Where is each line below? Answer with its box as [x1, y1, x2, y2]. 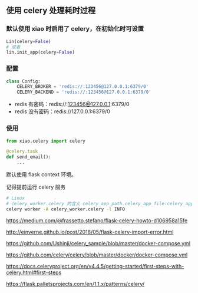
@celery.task [6, 149, 38, 154]
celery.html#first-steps [6, 269, 62, 276]
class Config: [6, 78, 41, 84]
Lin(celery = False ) [6, 38, 51, 44]
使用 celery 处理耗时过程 [6, 5, 96, 16]
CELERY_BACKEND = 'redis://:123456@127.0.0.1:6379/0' [16, 89, 151, 96]
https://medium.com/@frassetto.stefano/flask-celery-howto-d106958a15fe [6, 217, 188, 224]
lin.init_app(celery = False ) [6, 50, 75, 55]
